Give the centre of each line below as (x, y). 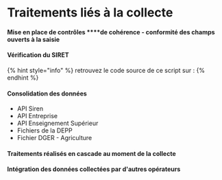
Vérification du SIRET (38, 55)
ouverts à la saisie (34, 39)
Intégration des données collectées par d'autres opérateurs (94, 169)
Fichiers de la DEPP (45, 131)
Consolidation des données (47, 93)
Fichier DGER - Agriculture (54, 138)
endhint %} (23, 78)
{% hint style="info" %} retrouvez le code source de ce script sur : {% (106, 70)
